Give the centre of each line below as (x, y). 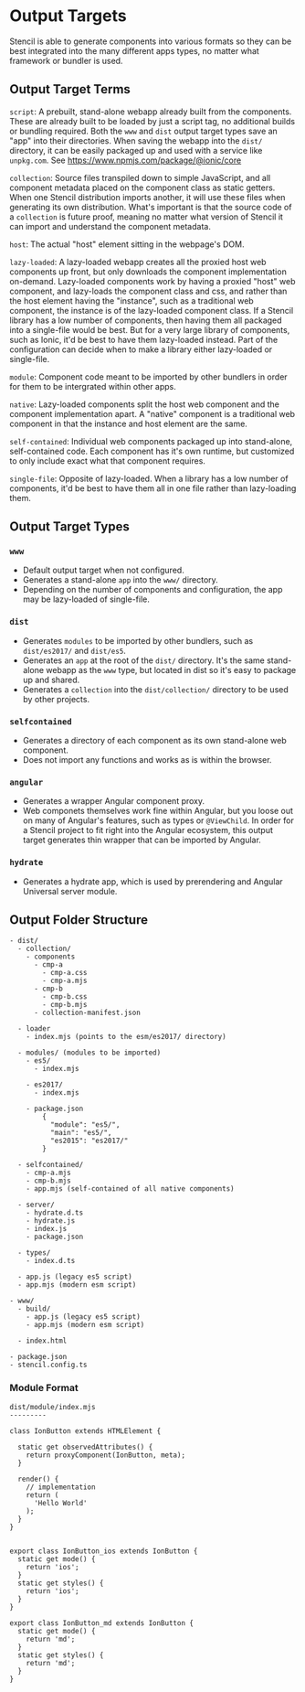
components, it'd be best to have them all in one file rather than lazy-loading (153, 488)
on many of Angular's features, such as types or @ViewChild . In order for (158, 820)
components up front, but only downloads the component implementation (148, 272)
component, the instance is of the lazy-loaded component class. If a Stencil (152, 310)
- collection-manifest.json (87, 1013)
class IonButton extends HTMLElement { (85, 1431)
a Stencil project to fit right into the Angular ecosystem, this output (148, 830)
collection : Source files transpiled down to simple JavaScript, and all (140, 177)
